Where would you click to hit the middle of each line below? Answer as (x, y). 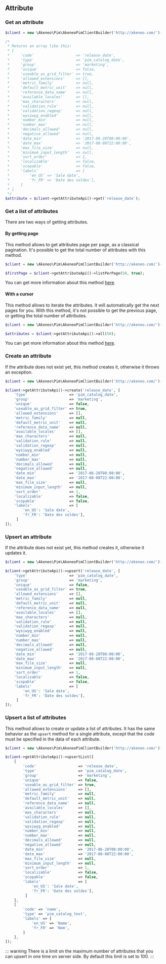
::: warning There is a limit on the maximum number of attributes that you (79, 951)
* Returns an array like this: (39, 46)
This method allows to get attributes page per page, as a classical (72, 244)
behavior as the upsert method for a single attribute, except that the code (80, 734)
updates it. (16, 553)
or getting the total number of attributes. (46, 315)
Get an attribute (24, 22)
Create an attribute (28, 356)
